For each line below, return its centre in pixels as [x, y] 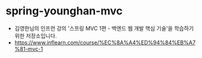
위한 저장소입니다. [35, 36]
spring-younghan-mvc [64, 11]
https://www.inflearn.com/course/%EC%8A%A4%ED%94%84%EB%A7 [105, 42]
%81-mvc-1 [29, 48]
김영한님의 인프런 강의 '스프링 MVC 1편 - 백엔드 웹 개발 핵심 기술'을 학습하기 [104, 28]
